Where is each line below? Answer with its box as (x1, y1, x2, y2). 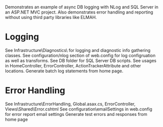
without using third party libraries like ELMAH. (5, 15, 97, 20)
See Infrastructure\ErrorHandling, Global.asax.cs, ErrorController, (5, 101, 136, 107)
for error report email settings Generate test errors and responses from (5, 111, 147, 117)
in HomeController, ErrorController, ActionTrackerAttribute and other (5, 63, 141, 68)
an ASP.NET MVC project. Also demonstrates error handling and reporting (5, 9, 153, 15)
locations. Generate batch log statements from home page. (5, 68, 124, 74)
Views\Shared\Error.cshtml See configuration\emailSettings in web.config (5, 106, 152, 112)
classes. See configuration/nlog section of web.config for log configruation (5, 52, 156, 58)
